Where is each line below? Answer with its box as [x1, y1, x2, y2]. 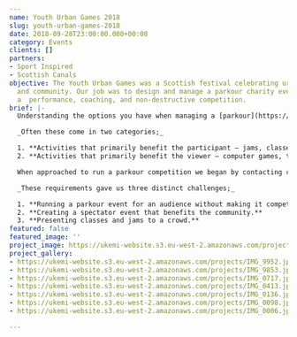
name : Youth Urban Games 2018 [9, 12, 121, 22]
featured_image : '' [9, 233, 81, 241]
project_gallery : [9, 249, 73, 257]
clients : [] [9, 46, 53, 55]
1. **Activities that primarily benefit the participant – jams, [17, 143, 263, 153]
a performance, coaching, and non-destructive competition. [17, 95, 247, 104]
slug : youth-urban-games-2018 [9, 21, 121, 30]
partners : [9, 54, 46, 63]
